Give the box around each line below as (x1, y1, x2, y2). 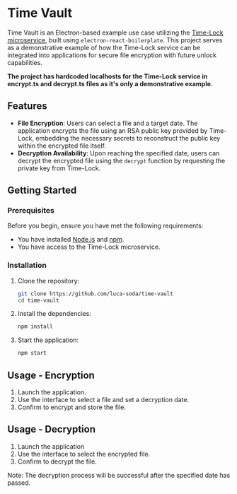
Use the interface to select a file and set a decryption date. (17, 396, 190, 404)
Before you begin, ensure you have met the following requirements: (7, 221, 204, 230)
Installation (7, 260, 47, 270)
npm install (17, 323, 53, 330)
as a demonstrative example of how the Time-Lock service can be (7, 43, 200, 52)
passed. (7, 478, 31, 487)
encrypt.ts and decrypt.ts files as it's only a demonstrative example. (7, 79, 214, 88)
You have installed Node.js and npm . (17, 235, 125, 244)
